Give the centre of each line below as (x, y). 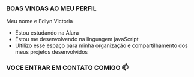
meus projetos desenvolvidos (51, 52)
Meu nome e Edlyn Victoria (40, 21)
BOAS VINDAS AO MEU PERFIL (52, 8)
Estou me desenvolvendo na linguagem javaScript (77, 39)
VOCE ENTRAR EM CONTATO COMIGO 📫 (68, 68)
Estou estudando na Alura (47, 33)
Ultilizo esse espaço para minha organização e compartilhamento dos (101, 45)
